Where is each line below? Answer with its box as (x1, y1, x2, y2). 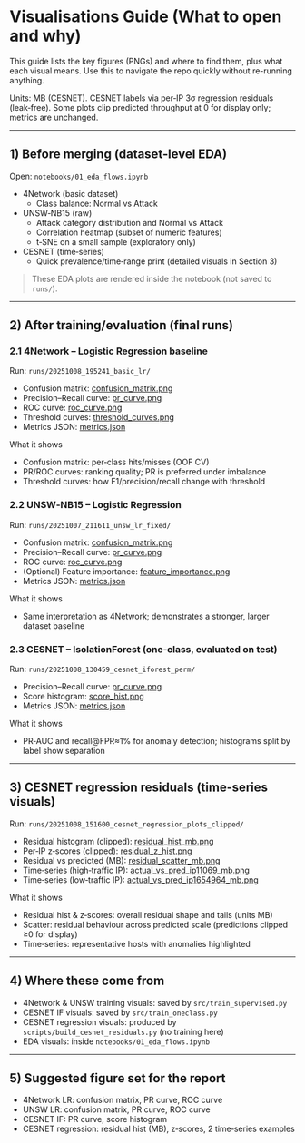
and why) (9, 25, 82, 46)
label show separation (22, 746, 106, 757)
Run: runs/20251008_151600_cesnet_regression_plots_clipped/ (9, 818, 244, 829)
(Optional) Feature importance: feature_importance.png (22, 565, 231, 577)
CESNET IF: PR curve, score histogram (22, 1114, 168, 1125)
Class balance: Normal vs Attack (35, 198, 159, 209)
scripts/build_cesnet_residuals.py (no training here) (22, 1026, 224, 1037)
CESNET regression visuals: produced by (22, 1016, 177, 1027)
